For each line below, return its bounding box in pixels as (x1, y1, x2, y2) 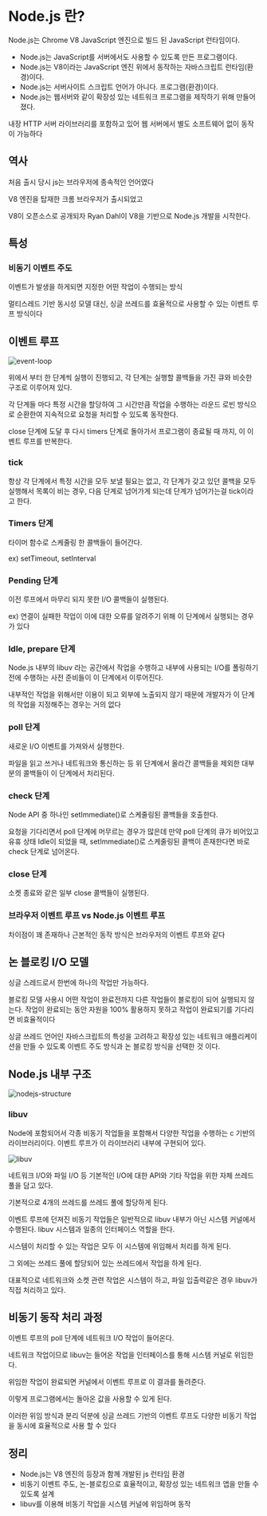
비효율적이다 (16, 1014, 56, 1025)
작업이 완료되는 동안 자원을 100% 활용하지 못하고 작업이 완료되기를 (25, 1005, 234, 1014)
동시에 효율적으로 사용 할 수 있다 (16, 1421, 117, 1431)
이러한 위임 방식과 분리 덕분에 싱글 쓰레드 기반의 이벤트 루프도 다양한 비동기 (8, 1411, 242, 1420)
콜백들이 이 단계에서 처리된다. (22, 768, 115, 778)
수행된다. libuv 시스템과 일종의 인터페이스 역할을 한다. (8, 1224, 175, 1234)
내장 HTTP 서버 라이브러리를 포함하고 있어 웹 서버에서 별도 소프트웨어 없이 (8, 119, 240, 128)
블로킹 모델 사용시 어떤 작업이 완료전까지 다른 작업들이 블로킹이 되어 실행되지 (8, 994, 247, 1005)
